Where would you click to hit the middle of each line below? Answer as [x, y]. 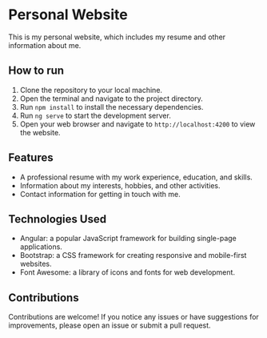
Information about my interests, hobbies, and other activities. [120, 185]
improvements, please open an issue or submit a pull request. [110, 325]
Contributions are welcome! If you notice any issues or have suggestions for [134, 317]
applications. [41, 247]
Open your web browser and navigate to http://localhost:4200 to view [137, 124]
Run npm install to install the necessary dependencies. [112, 107]
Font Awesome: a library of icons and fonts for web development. [128, 272]
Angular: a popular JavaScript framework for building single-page [128, 239]
